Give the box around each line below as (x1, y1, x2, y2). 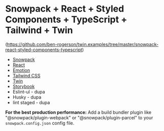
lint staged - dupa (12, 99, 50, 105)
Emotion (12, 67, 30, 73)
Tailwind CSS (12, 72, 41, 78)
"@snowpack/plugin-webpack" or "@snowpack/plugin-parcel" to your (5, 114, 153, 120)
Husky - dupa (12, 94, 42, 100)
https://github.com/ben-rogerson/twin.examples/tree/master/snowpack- (7, 41, 159, 47)
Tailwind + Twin (5, 25, 73, 36)
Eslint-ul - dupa (12, 89, 45, 95)
